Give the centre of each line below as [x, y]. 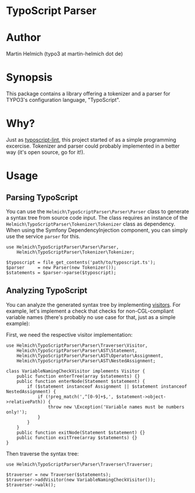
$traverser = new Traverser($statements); [59, 475]
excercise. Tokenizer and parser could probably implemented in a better [93, 146]
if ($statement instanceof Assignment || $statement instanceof [107, 386]
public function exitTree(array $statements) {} [77, 437]
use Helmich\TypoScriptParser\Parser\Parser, [62, 247]
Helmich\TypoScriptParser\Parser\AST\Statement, [77, 350]
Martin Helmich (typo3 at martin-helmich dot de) [64, 54]
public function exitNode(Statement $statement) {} [81, 432]
